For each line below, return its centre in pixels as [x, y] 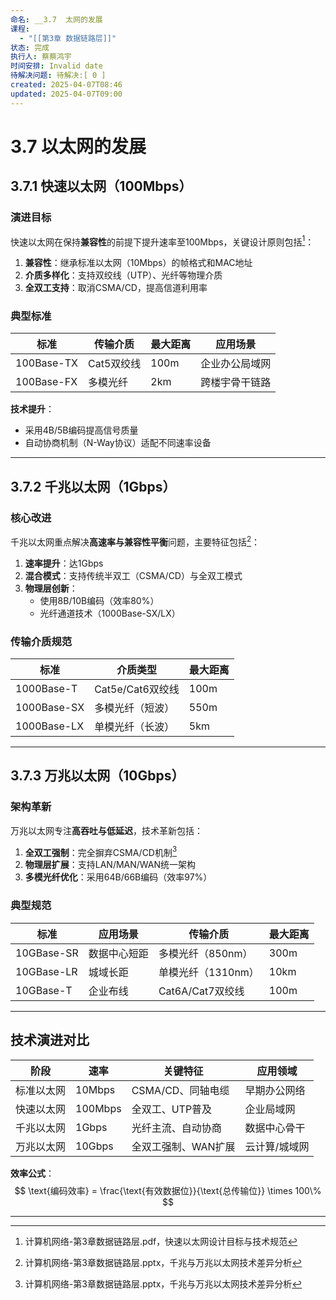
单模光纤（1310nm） [209, 972]
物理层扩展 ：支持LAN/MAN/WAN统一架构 [110, 865]
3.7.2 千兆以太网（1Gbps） [93, 486]
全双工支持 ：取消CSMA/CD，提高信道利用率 [116, 288]
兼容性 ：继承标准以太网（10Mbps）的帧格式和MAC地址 [138, 263]
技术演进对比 [50, 1040]
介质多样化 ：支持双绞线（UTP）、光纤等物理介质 [123, 275]
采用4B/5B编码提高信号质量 [81, 430]
